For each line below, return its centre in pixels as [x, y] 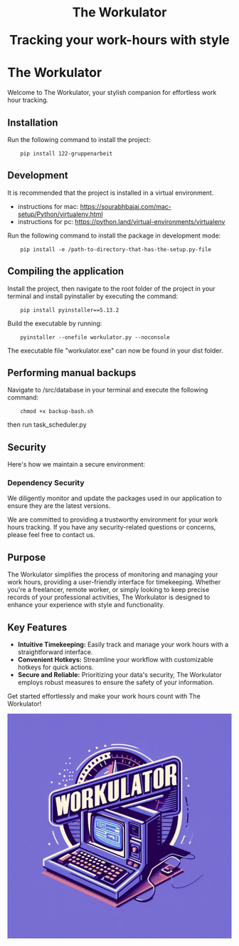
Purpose [27, 557]
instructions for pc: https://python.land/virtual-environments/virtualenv [121, 221]
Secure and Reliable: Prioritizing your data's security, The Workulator [120, 675]
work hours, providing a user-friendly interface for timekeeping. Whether [114, 582]
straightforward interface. [55, 652]
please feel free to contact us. [51, 535]
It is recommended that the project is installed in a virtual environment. [111, 193]
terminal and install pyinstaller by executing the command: [93, 296]
